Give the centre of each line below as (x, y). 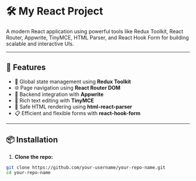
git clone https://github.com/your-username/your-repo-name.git (86, 167)
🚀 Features (26, 68)
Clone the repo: (34, 157)
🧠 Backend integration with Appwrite (59, 94)
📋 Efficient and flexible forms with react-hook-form (78, 113)
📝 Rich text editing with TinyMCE (54, 100)
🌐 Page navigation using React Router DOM (67, 87)
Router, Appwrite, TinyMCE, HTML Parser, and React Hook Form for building (98, 37)
